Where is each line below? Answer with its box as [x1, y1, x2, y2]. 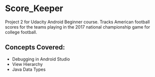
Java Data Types [12, 66, 46, 72]
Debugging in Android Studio [12, 56, 70, 62]
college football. [5, 29, 37, 35]
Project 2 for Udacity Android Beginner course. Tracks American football [5, 19, 150, 25]
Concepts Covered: [5, 43, 65, 51]
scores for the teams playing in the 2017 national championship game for [5, 24, 150, 30]
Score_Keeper [5, 3, 63, 14]
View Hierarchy [12, 61, 43, 67]
